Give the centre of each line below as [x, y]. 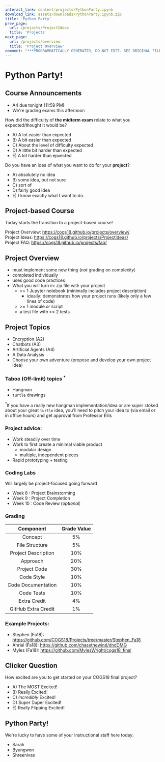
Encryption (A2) [28, 339]
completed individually [35, 275]
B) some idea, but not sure [39, 179]
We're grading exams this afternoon [48, 110]
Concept [32, 537]
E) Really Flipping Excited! [38, 708]
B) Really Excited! [30, 692]
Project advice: [24, 428]
